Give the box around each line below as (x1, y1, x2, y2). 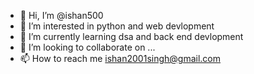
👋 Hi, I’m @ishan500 (19, 10, 104, 21)
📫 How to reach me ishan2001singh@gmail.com (19, 53, 222, 64)
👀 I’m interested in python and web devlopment (19, 20, 215, 32)
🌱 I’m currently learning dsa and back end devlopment (19, 31, 244, 42)
